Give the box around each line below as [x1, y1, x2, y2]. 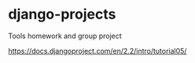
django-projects [8, 5, 116, 23]
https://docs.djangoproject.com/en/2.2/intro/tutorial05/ [8, 46, 187, 55]
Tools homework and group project [8, 31, 122, 40]
